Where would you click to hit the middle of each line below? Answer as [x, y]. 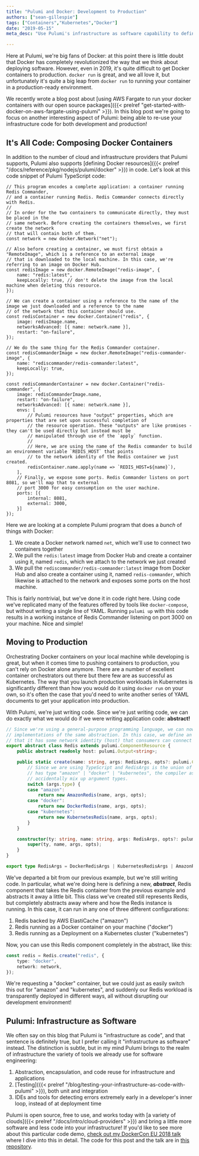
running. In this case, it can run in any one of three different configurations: [98, 909]
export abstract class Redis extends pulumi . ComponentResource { [88, 746]
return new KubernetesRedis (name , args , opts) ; [98, 817]
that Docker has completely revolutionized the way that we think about [92, 62]
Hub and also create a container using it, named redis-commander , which [102, 574]
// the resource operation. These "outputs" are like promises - [110, 425]
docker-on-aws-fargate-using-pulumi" [53, 112]
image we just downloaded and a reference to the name [75, 306]
